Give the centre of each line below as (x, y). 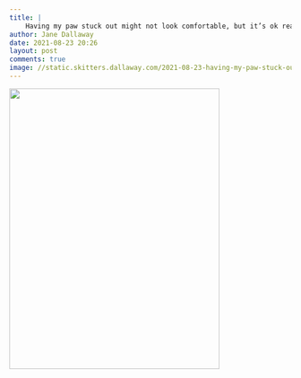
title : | (26, 18)
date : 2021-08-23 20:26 (54, 43)
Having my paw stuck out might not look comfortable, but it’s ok (152, 26)
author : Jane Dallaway (52, 34)
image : (21, 68)
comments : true (38, 59)
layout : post (34, 51)
